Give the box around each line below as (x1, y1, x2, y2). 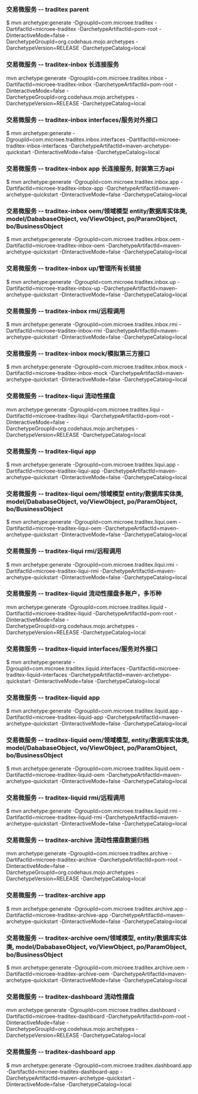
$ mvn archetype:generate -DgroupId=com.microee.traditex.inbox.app (6, 179, 180, 186)
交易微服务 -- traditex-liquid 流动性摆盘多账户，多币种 (6, 589, 162, 598)
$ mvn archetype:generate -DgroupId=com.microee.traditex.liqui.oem (6, 518, 177, 526)
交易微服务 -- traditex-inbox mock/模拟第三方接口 (6, 349, 150, 358)
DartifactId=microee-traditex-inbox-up (6, 285, 100, 292)
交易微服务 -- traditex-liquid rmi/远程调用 (6, 793, 125, 802)
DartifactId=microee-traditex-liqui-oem (6, 525, 102, 532)
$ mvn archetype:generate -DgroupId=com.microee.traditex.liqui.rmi (6, 561, 174, 568)
